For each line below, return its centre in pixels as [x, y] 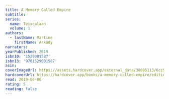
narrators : [17, 47]
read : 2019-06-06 [23, 79]
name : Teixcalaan [28, 24]
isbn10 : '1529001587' [28, 56]
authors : [14, 33]
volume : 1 [20, 28]
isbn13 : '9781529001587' [31, 61]
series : [13, 19]
